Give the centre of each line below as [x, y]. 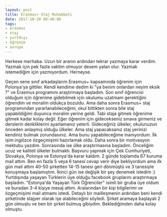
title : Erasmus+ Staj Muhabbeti [39, 14]
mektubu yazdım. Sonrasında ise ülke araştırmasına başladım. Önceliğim [79, 145]
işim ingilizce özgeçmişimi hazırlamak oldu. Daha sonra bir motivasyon [78, 140]
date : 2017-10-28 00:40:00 [33, 19]
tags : [11, 24]
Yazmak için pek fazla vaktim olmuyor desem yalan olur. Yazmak [71, 66]
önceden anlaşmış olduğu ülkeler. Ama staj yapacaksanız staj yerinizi [76, 129]
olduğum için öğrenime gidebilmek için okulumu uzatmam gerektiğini [76, 97]
